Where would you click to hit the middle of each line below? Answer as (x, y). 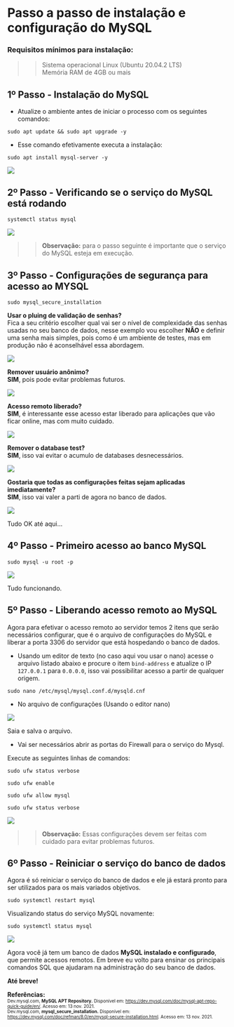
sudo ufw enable (31, 783)
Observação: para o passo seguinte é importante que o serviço (134, 246)
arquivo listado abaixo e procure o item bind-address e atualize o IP (114, 663)
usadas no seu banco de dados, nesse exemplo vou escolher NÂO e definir (116, 330)
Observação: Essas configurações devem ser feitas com (124, 834)
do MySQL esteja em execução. (88, 253)
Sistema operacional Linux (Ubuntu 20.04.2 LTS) (112, 65)
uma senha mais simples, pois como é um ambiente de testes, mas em (109, 338)
